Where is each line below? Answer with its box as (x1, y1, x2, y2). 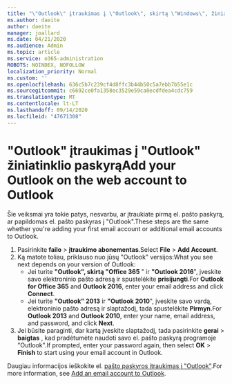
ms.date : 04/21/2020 (7, 36, 67, 43)
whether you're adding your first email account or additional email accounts (7, 224, 222, 232)
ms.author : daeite (7, 17, 60, 24)
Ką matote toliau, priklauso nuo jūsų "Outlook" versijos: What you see (17, 253, 213, 261)
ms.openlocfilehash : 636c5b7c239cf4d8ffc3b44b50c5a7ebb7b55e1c (7, 81, 193, 88)
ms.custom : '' (7, 74, 48, 82)
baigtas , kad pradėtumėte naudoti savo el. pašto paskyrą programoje (17, 333, 216, 342)
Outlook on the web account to (7, 172, 188, 188)
